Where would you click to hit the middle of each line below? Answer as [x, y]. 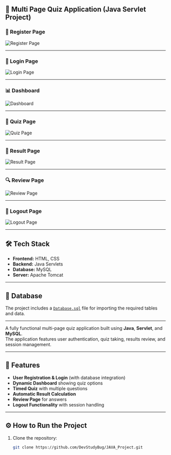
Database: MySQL [32, 270]
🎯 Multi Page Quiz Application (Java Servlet [76, 9]
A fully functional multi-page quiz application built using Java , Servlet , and [84, 328]
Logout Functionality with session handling [58, 404]
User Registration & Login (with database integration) [69, 377]
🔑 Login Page [22, 61]
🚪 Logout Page [24, 211]
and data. [15, 314]
